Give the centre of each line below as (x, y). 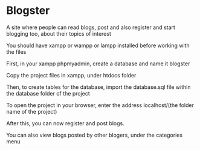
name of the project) (32, 111)
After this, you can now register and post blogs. (66, 123)
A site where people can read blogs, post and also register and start (91, 27)
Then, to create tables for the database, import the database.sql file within (98, 87)
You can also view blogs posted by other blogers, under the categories (95, 135)
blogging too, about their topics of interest (59, 33)
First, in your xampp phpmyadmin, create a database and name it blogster (98, 64)
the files (16, 51)
